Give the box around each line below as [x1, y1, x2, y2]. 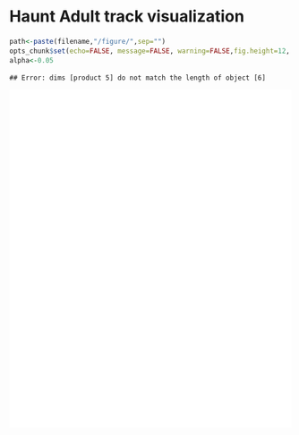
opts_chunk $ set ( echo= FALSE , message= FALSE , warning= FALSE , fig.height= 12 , [9, 47, 291, 55]
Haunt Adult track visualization [9, 6, 244, 27]
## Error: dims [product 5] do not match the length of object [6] [9, 73, 267, 82]
